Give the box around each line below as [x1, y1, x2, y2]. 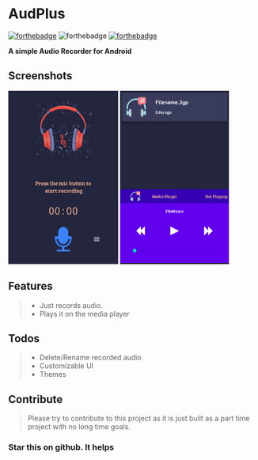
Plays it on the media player [39, 309, 131, 318]
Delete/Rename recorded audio [39, 353, 142, 363]
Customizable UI [39, 361, 93, 371]
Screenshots [8, 69, 73, 83]
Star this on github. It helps [8, 442, 115, 453]
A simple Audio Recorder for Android [8, 46, 132, 55]
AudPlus [8, 5, 66, 23]
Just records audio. [39, 300, 103, 310]
